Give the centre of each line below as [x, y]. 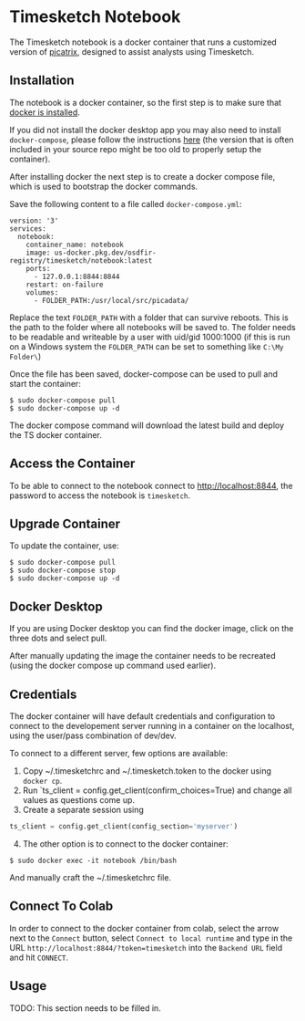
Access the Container [72, 464]
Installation [42, 81]
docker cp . [42, 781]
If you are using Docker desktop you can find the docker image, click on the [152, 629]
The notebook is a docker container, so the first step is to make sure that [146, 102]
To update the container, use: [65, 546]
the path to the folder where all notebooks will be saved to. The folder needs [152, 327]
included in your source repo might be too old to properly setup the [136, 149]
